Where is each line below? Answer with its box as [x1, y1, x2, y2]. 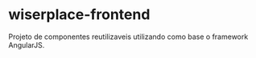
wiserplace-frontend [8, 6, 151, 24]
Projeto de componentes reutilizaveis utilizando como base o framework [8, 32, 249, 41]
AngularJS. [8, 40, 45, 49]
